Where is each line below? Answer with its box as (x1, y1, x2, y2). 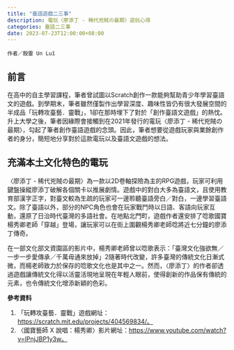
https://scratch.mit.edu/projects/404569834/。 (17, 317, 153, 326)
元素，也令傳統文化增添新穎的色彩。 (7, 279, 111, 287)
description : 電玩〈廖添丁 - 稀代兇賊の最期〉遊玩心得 (7, 17, 151, 24)
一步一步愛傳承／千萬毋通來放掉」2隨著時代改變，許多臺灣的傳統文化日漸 (7, 252, 219, 261)
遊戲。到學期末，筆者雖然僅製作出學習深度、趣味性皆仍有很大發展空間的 (19, 99, 227, 108)
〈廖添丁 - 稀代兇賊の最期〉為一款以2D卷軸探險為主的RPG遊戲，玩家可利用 (7, 176, 224, 185)
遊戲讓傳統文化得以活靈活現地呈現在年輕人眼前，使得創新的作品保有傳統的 (13, 270, 227, 278)
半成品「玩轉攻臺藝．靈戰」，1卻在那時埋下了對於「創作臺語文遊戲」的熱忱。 (7, 108, 226, 117)
